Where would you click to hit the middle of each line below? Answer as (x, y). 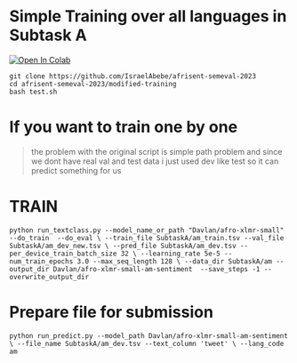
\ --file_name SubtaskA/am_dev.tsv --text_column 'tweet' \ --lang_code (147, 343)
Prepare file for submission (111, 312)
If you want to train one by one (124, 127)
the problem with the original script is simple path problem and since (157, 151)
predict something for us (76, 170)
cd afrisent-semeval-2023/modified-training (93, 84)
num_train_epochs (41, 261)
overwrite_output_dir (49, 277)
